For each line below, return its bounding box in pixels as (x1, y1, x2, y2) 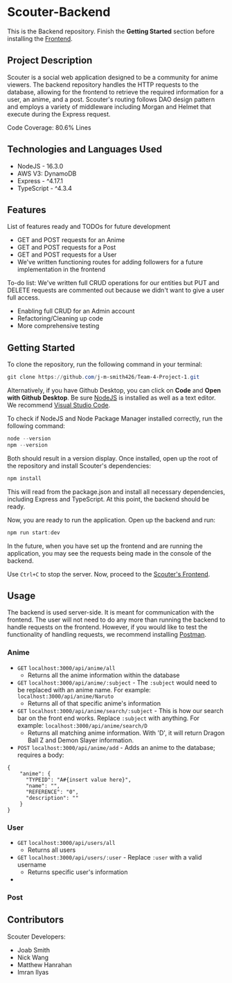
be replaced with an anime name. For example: (17, 685, 151, 694)
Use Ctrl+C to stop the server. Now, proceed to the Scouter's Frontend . (7, 570, 211, 578)
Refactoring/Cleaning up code (17, 314, 104, 323)
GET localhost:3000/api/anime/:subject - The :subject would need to (17, 678, 217, 687)
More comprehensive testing (17, 322, 100, 330)
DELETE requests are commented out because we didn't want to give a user (7, 286, 225, 295)
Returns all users (27, 846, 76, 854)
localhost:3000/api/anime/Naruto (17, 693, 114, 700)
